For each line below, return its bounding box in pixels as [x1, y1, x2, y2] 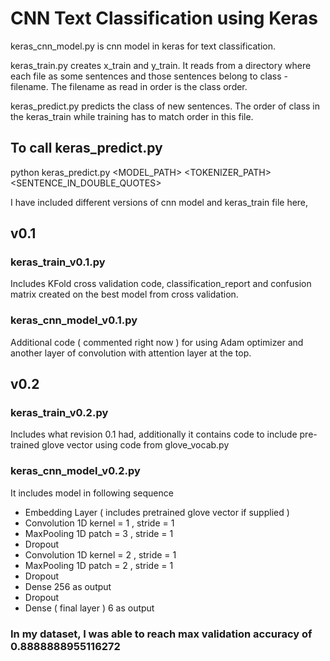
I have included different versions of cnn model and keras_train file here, [10, 196, 309, 208]
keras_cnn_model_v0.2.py [10, 464, 141, 478]
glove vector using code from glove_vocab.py [41, 439, 230, 451]
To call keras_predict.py [10, 140, 163, 157]
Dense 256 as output [24, 580, 112, 592]
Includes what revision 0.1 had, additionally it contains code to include [10, 428, 298, 441]
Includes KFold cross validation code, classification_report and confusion [10, 278, 312, 290]
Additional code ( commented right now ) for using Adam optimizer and [10, 336, 304, 348]
